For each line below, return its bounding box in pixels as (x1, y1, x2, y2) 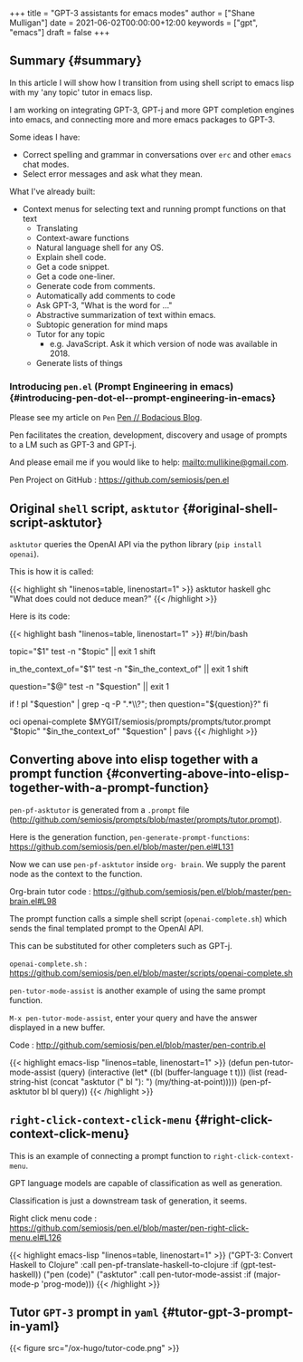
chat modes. (22, 159, 70, 169)
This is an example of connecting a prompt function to (9, 1150, 212, 1161)
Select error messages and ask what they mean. (22, 168, 204, 179)
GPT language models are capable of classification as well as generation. (9, 1177, 283, 1188)
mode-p (9, 1278, 40, 1290)
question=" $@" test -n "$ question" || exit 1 (9, 681, 170, 691)
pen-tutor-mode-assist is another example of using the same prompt (9, 985, 266, 996)
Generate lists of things (35, 357, 124, 368)
